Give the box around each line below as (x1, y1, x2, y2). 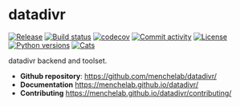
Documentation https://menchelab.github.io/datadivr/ (19, 80, 199, 89)
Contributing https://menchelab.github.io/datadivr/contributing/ (19, 88, 232, 97)
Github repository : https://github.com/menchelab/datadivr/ (19, 71, 218, 80)
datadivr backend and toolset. (8, 56, 108, 65)
